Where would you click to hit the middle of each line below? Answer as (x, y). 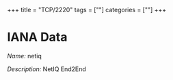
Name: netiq (25, 56)
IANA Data (37, 37)
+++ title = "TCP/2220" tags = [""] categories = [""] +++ (87, 10)
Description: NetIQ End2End (47, 69)
